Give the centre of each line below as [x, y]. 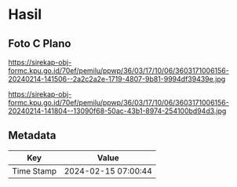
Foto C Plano [40, 44]
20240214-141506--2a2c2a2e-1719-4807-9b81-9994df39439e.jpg [117, 79]
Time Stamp [35, 170]
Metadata [32, 136]
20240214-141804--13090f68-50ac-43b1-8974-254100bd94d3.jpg [117, 111]
